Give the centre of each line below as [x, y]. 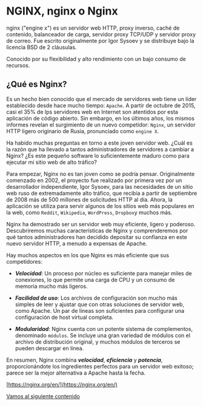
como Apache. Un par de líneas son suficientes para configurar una [100, 310]
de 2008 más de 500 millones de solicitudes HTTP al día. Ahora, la [89, 199]
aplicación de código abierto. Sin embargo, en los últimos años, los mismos [101, 118]
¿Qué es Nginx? [37, 84]
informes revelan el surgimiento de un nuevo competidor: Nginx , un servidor [101, 125]
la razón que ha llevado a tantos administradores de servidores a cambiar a [100, 149]
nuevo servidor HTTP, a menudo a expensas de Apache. [77, 243]
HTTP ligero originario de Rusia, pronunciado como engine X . [83, 131]
